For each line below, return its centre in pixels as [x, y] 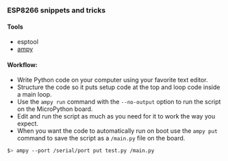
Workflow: [22, 64]
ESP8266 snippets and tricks [56, 10]
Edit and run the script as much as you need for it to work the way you [116, 116]
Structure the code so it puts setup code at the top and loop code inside [118, 87]
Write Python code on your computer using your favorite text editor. [112, 80]
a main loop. [35, 95]
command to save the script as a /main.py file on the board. [101, 138]
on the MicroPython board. [55, 109]
